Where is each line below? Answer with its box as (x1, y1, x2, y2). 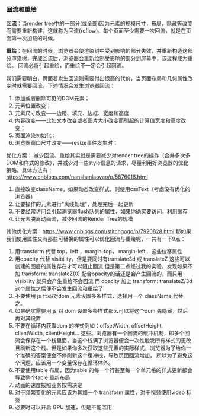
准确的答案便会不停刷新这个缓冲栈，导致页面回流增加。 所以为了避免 (20, 352, 188, 359)
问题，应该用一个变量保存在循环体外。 (20, 359, 114, 366)
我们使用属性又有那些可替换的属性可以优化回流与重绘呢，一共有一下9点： (6, 236, 186, 243)
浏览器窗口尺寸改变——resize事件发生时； (14, 139, 118, 147)
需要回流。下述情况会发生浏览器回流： (21, 82, 115, 90)
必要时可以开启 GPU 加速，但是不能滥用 (14, 404, 113, 411)
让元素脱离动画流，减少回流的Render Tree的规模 (14, 215, 133, 223)
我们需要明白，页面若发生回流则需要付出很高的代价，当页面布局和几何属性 (6, 75, 188, 82)
